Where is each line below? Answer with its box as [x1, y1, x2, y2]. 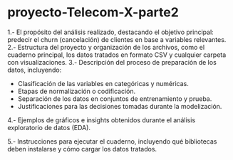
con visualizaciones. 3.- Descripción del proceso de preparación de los [7, 58, 217, 66]
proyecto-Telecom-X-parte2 [7, 4, 180, 21]
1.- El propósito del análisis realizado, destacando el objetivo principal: [7, 28, 214, 36]
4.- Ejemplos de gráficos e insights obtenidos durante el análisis [7, 115, 196, 124]
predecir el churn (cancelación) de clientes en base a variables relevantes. [7, 35, 227, 43]
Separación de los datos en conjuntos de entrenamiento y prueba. [17, 94, 212, 103]
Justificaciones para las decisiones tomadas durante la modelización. [17, 102, 222, 110]
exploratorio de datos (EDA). [7, 123, 91, 132]
